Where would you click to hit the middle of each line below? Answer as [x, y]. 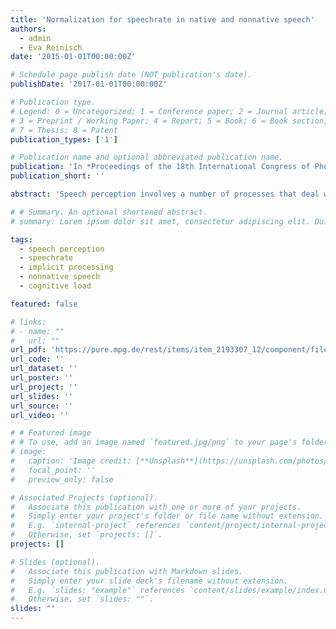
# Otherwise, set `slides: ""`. [82, 599]
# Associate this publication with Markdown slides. [127, 571]
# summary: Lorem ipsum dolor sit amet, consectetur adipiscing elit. [160, 221]
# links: [28, 322]
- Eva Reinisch [51, 47]
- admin [35, 38]
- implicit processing [66, 267]
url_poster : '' [42, 378]
